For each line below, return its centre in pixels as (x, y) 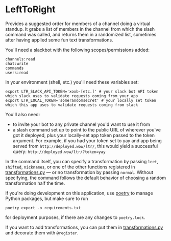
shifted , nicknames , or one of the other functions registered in (70, 167)
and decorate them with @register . (42, 233)
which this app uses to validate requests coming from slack (72, 105)
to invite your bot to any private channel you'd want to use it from (81, 124)
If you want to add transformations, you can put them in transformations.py (84, 227)
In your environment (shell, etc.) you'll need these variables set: (72, 82)
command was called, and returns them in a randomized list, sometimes (81, 34)
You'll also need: (23, 114)
